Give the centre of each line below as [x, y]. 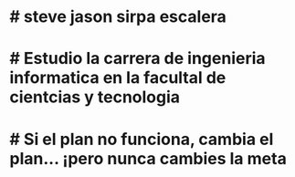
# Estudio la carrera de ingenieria [138, 59]
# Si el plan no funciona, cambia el [142, 139]
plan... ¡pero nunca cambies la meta [148, 158]
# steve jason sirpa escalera [118, 17]
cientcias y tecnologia [95, 97]
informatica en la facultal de [118, 78]
